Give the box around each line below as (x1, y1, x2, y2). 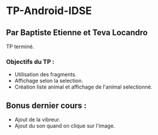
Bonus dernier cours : (6, 100, 87, 110)
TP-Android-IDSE (6, 4, 92, 18)
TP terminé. (6, 43, 35, 50)
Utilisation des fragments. (14, 71, 77, 78)
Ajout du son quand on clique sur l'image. (14, 122, 115, 130)
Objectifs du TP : (6, 58, 54, 66)
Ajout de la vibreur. (14, 116, 60, 123)
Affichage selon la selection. (14, 77, 83, 85)
